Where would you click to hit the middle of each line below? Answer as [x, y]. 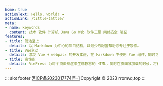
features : [15, 37]
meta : [10, 23]
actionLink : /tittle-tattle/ [34, 18]
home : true [16, 9]
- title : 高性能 [20, 59]
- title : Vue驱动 [22, 50]
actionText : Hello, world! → [34, 14]
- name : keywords [23, 28]
